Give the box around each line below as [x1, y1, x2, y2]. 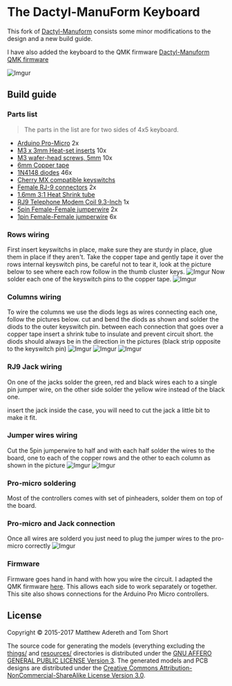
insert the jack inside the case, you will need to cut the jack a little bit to [7, 406, 211, 414]
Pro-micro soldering [7, 478, 77, 488]
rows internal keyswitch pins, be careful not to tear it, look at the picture [7, 260, 212, 268]
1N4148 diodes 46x [17, 168, 72, 177]
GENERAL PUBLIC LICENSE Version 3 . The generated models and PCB [7, 656, 209, 665]
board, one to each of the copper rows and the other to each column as [7, 453, 211, 461]
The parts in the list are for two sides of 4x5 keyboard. [23, 125, 180, 134]
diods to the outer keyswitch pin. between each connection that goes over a [7, 323, 224, 331]
